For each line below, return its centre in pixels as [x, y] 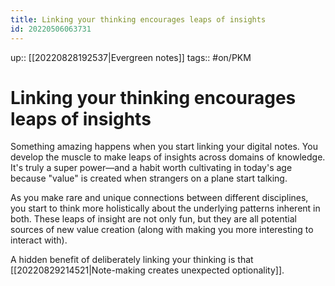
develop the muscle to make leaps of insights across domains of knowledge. [168, 157]
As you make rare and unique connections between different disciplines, [159, 198]
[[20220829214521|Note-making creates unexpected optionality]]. [147, 270]
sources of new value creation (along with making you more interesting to [162, 230]
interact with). [39, 240]
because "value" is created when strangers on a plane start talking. [149, 178]
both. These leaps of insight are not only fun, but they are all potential [153, 219]
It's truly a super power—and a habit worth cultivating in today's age [151, 168]
